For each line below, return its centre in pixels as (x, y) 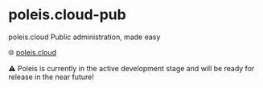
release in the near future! (51, 77)
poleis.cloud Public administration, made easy (84, 37)
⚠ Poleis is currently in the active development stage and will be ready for (131, 68)
